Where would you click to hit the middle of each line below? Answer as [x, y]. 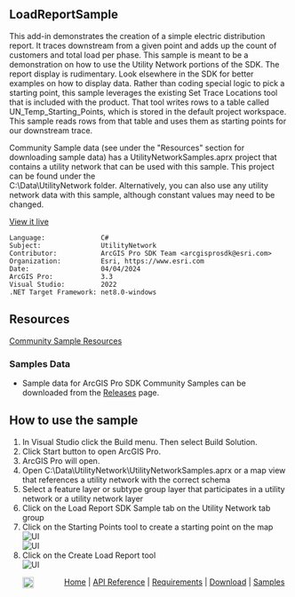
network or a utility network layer [83, 498]
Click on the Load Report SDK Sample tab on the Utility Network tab [146, 508]
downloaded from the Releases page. [91, 392]
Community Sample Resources [66, 340]
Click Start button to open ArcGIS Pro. [92, 451]
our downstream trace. [51, 130]
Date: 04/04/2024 [75, 269]
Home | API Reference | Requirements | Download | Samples [174, 582]
